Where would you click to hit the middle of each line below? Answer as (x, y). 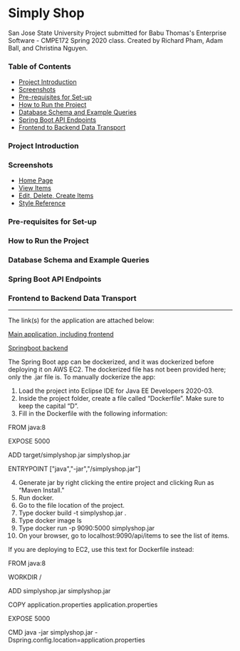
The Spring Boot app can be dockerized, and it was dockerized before (111, 362)
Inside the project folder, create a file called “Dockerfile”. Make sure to (121, 399)
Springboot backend (38, 348)
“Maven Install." (41, 491)
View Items (35, 188)
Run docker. (36, 498)
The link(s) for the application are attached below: (82, 321)
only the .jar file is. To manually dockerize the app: (82, 377)
